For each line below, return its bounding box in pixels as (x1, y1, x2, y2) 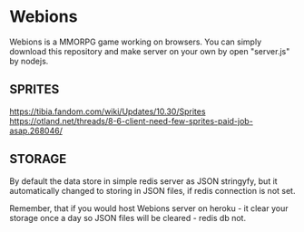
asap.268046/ (9, 125, 64, 136)
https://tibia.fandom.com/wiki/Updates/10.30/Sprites (9, 106, 206, 117)
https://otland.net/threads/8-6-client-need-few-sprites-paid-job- (9, 115, 254, 126)
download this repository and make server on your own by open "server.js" (9, 45, 290, 56)
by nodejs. (9, 55, 49, 66)
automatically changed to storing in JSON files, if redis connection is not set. (9, 185, 296, 196)
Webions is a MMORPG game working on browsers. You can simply (9, 36, 262, 47)
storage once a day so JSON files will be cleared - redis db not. (9, 212, 247, 223)
